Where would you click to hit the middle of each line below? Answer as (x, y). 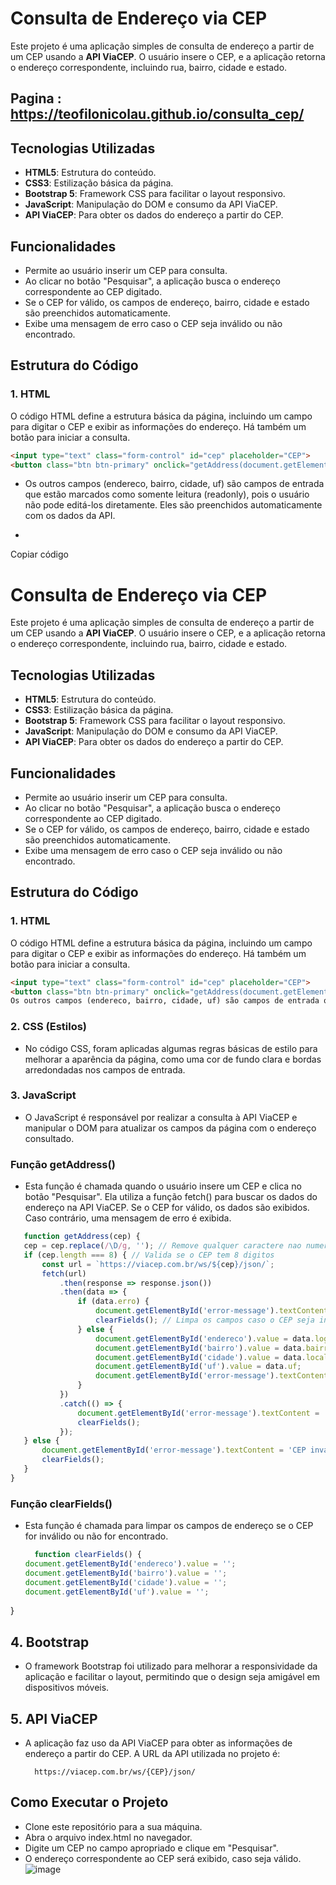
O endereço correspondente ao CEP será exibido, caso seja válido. (163, 1858)
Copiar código (39, 554)
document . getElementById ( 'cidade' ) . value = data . (201, 1357)
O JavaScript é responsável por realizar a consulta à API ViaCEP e (161, 1117)
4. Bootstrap (50, 1642)
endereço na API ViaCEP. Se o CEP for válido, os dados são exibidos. (167, 1208)
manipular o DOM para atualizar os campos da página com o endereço (170, 1128)
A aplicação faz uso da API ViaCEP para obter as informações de (158, 1743)
